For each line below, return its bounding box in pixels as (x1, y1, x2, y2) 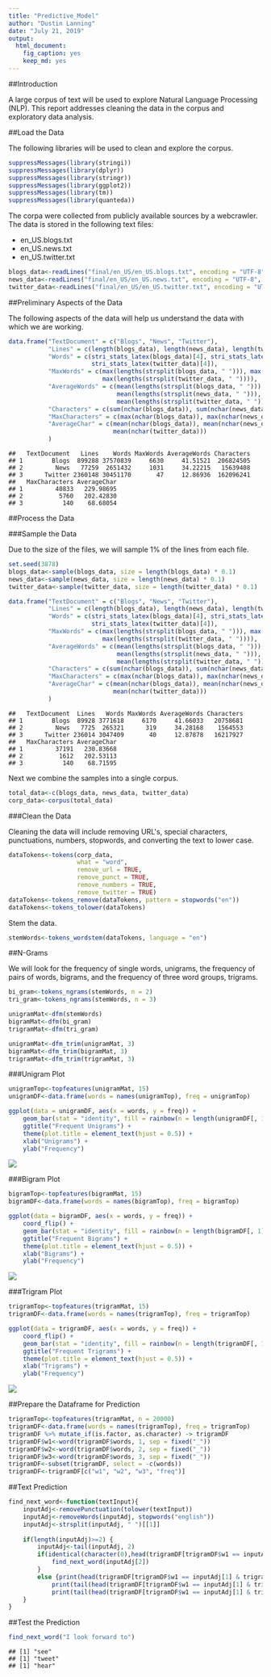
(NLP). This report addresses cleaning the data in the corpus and (8, 103, 224, 113)
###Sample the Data (8, 529, 77, 538)
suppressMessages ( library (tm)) (8, 189, 114, 197)
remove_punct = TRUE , (77, 873, 150, 881)
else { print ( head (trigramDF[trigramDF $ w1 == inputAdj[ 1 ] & (37, 1573, 240, 1581)
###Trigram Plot (8, 1287, 63, 1297)
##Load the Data (8, 127, 65, 137)
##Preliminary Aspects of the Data (8, 297, 123, 307)
